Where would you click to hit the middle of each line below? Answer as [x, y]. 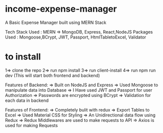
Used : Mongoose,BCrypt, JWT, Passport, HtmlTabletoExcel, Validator [76, 37]
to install [23, 57]
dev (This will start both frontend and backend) [53, 75]
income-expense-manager [61, 9]
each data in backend [27, 100]
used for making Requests [31, 125]
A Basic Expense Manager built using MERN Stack [56, 22]
